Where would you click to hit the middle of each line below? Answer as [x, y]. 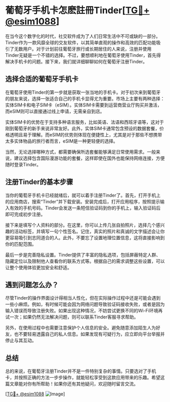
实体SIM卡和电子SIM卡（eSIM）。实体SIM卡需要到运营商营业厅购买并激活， [83, 105]
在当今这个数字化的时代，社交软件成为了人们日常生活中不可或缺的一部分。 [83, 36]
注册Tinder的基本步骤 [39, 182]
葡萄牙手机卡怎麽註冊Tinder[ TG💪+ [78, 10]
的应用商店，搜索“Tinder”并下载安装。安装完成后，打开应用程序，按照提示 [83, 201]
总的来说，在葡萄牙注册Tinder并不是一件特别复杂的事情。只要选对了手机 [81, 371]
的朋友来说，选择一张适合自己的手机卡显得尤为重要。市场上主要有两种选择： [85, 98]
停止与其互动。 [21, 341]
